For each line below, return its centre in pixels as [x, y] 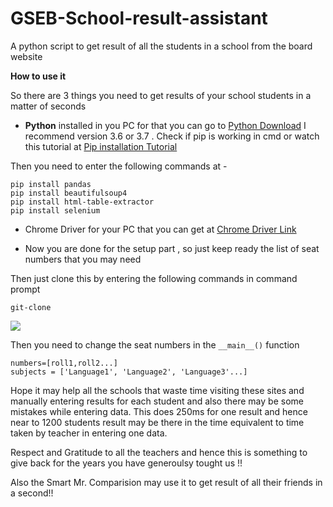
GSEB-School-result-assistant [139, 18]
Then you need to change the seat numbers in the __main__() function [155, 344]
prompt [25, 289]
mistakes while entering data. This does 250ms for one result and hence [159, 411]
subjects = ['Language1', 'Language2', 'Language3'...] [129, 372]
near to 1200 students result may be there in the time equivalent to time [157, 422]
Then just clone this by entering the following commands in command [154, 278]
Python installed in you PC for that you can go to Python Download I [165, 125]
